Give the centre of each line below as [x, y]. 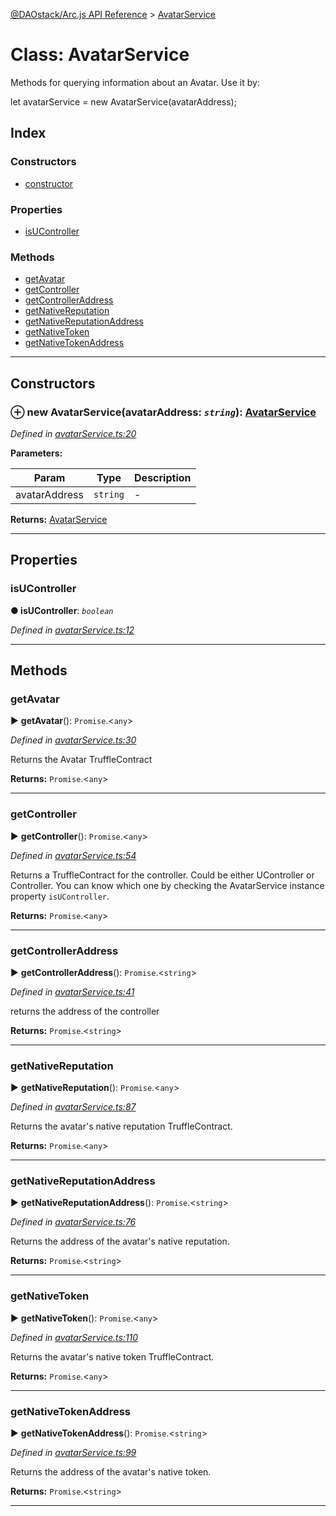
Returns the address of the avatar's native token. [111, 1472]
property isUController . [60, 896]
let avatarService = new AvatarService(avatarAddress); [123, 101]
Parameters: [36, 453]
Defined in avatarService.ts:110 [74, 1337]
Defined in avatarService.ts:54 [73, 855]
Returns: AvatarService [59, 519]
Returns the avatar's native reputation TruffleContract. [121, 1126]
